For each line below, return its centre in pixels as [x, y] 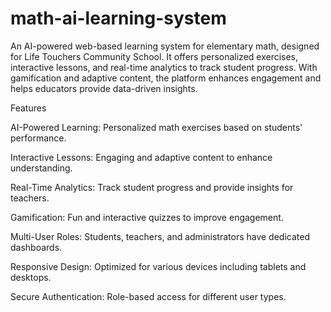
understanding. [41, 168]
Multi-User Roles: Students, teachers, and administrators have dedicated [160, 236]
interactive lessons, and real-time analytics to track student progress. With [164, 67]
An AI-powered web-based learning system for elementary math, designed [165, 46]
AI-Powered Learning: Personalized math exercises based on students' [156, 127]
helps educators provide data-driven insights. [104, 88]
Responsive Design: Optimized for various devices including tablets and [158, 266]
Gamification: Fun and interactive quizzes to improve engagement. [147, 217]
